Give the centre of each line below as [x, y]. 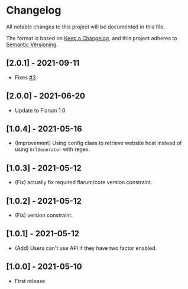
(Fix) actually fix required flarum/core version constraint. [83, 182]
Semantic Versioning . [32, 44]
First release [30, 281]
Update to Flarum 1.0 [40, 110]
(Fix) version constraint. [43, 215]
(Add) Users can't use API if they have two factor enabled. [86, 248]
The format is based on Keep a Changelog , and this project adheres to [92, 38]
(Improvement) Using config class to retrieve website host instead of [98, 143]
